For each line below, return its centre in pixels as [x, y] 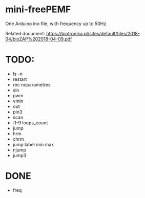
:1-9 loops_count [30, 123]
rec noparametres [32, 84]
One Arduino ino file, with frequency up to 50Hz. [56, 24]
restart [20, 79]
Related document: [25, 33]
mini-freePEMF [38, 9]
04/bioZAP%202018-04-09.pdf [39, 39]
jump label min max [33, 144]
